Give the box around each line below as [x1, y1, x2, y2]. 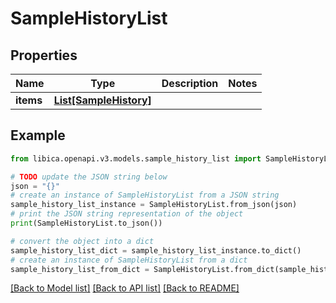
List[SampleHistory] [53, 93, 152, 107]
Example [10, 127, 66, 144]
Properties [10, 47, 78, 64]
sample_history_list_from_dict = [10, 264, 150, 274]
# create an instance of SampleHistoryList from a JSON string [10, 190, 280, 201]
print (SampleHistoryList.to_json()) [10, 218, 163, 229]
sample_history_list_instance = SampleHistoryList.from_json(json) [10, 200, 298, 210]
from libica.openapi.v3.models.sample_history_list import [10, 153, 262, 164]
